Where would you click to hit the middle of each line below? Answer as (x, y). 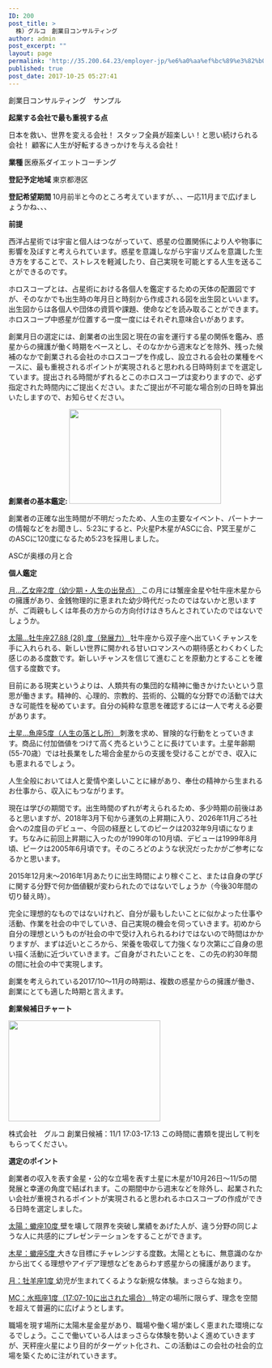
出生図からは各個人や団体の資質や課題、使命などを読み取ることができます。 (136, 309)
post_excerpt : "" (38, 46)
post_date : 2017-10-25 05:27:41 (63, 76)
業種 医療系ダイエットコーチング (63, 162)
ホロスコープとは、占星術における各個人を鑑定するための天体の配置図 (125, 289)
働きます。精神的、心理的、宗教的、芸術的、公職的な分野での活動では (139, 695)
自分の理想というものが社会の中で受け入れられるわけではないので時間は (129, 934)
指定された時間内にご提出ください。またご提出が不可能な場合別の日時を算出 (136, 387)
